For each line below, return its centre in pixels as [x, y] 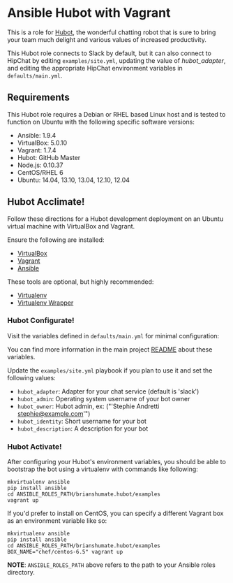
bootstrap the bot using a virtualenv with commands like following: [103, 469]
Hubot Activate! [35, 447]
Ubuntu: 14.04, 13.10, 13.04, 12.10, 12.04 [74, 180]
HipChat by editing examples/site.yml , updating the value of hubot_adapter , [116, 60]
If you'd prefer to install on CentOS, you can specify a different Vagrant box [115, 513]
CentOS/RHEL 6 [40, 172]
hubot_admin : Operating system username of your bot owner [104, 398]
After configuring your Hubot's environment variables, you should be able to [117, 462]
